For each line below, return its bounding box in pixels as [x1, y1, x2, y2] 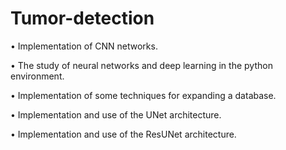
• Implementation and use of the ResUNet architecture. [10, 128, 237, 140]
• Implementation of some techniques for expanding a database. [10, 89, 277, 101]
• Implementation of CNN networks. [10, 40, 158, 52]
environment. [10, 70, 65, 82]
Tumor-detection [10, 7, 155, 30]
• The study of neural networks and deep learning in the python [10, 59, 273, 71]
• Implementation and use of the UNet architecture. [10, 108, 222, 121]
